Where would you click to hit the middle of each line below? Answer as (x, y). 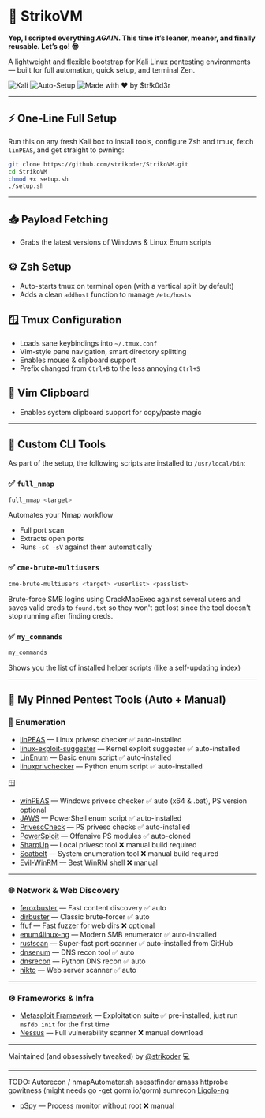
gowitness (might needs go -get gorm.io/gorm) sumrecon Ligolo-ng (119, 1090)
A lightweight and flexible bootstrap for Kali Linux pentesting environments (129, 62)
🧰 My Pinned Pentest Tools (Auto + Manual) (117, 700)
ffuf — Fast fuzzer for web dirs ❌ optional (87, 925)
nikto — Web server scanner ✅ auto (78, 970)
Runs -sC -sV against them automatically (86, 547)
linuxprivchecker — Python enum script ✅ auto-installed (111, 766)
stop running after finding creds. (61, 615)
